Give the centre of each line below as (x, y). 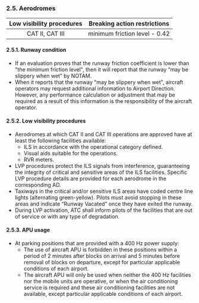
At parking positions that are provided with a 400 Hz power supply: (97, 243)
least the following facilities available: (60, 140)
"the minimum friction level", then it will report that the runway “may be (102, 69)
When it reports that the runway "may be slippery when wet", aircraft (99, 82)
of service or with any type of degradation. (67, 216)
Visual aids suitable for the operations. (70, 153)
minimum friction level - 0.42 (129, 34)
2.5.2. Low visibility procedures (46, 121)
